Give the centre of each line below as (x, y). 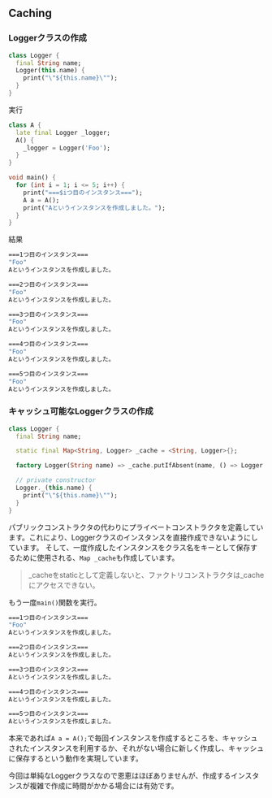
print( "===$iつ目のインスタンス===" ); (83, 193)
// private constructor (56, 480)
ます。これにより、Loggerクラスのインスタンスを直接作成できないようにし (133, 537)
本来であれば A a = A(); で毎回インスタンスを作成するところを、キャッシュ (133, 738)
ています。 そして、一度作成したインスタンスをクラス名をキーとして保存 (130, 547)
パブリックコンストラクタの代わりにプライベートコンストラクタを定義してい (136, 527)
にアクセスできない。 (64, 585)
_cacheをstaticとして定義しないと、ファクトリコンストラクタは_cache (146, 575)
